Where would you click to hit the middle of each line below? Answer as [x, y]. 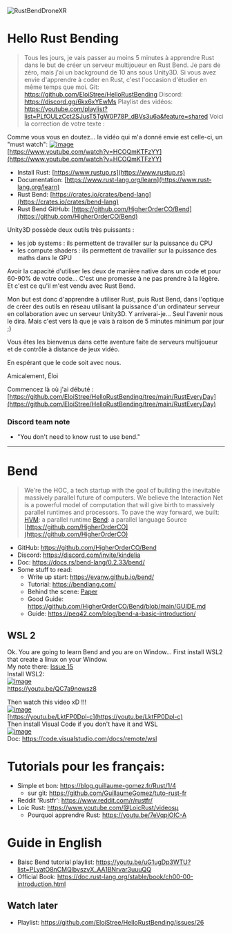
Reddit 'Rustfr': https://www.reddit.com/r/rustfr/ [85, 800]
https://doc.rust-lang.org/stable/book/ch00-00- [125, 876]
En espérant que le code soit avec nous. [64, 362]
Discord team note [39, 422]
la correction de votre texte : [64, 124]
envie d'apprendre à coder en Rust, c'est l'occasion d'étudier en [115, 79]
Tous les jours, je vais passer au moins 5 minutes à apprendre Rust [119, 57]
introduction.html [41, 884]
